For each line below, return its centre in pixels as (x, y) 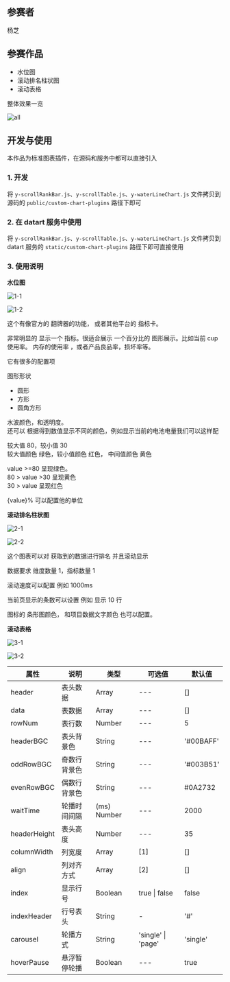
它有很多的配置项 (31, 362)
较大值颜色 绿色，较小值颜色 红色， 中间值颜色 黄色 (79, 454)
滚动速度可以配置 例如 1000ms (50, 585)
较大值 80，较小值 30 (37, 445)
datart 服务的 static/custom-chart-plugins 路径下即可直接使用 (95, 247)
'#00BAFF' (201, 741)
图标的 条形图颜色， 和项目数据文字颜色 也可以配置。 (81, 615)
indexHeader (31, 916)
